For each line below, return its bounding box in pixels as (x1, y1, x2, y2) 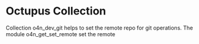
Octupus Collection (6, 4, 107, 18)
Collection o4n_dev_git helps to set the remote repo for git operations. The (6, 24, 193, 31)
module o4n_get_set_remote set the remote (6, 30, 116, 37)
